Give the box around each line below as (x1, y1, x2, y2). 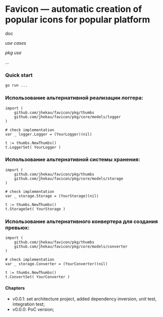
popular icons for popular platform (5, 14, 151, 25)
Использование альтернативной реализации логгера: (5, 94, 144, 101)
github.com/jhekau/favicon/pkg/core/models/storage (14, 176, 123, 181)
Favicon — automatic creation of (5, 3, 142, 15)
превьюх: (5, 224, 30, 231)
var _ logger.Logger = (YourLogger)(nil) (5, 131, 92, 137)
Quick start (5, 71, 33, 78)
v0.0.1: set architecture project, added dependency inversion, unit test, (12, 296, 157, 302)
